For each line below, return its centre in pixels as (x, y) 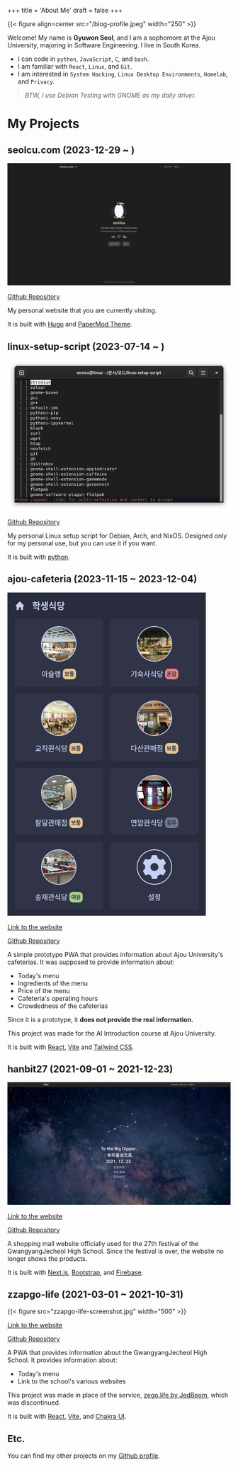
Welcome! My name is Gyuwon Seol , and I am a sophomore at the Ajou (112, 38)
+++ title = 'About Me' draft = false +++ (65, 10)
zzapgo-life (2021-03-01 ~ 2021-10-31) (96, 1295)
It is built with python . (39, 557)
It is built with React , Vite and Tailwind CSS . (71, 1047)
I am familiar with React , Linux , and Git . (75, 66)
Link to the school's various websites (72, 1381)
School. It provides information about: (62, 1360)
